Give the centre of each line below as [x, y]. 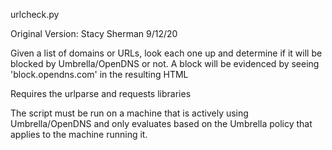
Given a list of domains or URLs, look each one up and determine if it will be [166, 53]
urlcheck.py [35, 14]
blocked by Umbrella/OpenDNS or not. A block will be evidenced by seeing [165, 63]
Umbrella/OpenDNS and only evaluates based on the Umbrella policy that [161, 123]
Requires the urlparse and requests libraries [101, 93]
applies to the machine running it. [79, 134]
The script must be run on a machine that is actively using [129, 113]
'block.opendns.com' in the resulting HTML [99, 74]
